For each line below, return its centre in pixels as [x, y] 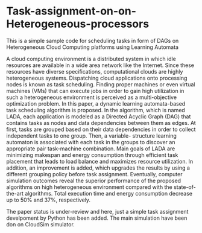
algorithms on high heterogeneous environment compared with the [90, 187]
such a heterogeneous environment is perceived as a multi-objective [91, 97]
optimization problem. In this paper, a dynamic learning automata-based [96, 103]
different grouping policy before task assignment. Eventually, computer [94, 174]
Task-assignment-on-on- [71, 11]
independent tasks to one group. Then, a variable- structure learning [91, 136]
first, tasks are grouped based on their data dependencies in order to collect [101, 129]
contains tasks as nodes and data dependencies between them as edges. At [101, 123]
